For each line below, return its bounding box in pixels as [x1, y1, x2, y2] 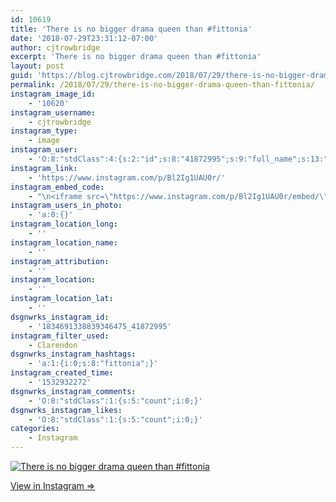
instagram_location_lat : [10, 294, 114, 304]
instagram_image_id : [10, 89, 97, 99]
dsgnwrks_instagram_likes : [10, 405, 123, 415]
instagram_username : [10, 107, 97, 118]
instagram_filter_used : [10, 331, 110, 341]
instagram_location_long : [10, 219, 118, 230]
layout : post [10, 61, 65, 71]
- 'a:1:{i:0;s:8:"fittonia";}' [28, 359, 159, 369]
